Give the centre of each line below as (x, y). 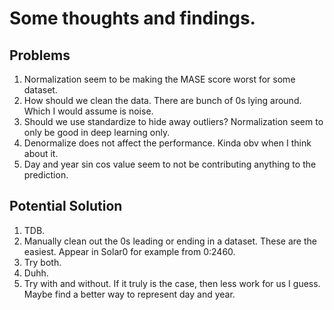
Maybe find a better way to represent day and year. (129, 294)
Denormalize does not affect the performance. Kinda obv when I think (167, 143)
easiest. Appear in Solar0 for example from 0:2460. (129, 251)
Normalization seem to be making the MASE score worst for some (159, 79)
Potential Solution (66, 206)
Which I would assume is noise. (88, 111)
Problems (40, 55)
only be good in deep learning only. (97, 132)
